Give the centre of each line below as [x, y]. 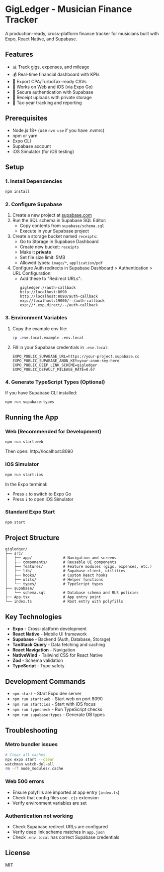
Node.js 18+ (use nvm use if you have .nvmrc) [58, 130]
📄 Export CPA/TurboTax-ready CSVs [49, 81]
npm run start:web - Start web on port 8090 [57, 699]
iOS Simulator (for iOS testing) [43, 151]
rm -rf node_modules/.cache [34, 769]
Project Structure [32, 538]
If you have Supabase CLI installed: [41, 392]
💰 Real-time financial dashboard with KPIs [56, 74]
